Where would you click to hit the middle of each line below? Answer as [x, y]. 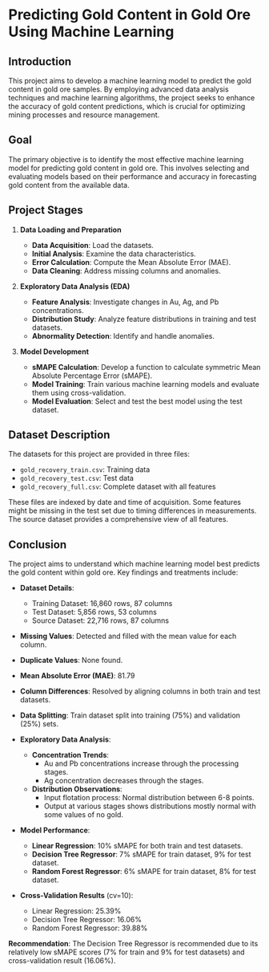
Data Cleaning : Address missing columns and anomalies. [126, 270]
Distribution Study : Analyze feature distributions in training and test [144, 319]
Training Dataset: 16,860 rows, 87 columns [102, 604]
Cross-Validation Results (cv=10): [76, 896]
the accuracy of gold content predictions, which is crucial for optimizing [127, 106]
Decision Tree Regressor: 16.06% [87, 920]
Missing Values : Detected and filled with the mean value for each [128, 636]
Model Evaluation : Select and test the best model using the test [137, 401]
